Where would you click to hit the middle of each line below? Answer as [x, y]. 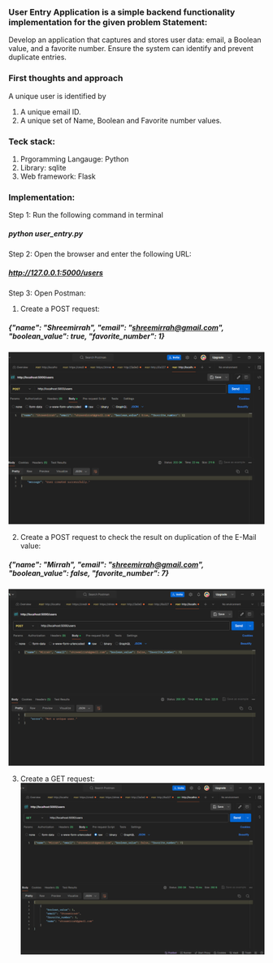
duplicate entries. [38, 57]
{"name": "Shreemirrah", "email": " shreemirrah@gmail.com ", [116, 327]
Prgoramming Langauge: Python [74, 159]
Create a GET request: [57, 779]
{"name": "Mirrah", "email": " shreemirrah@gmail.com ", [106, 564]
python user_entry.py [46, 233]
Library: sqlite [43, 167]
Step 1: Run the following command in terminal [86, 215]
